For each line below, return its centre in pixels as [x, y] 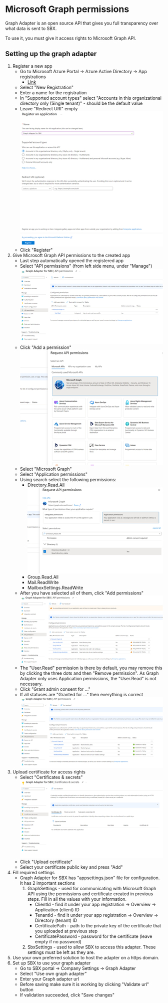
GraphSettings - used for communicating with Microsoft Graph [92, 889]
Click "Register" [36, 250]
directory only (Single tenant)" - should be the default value [81, 103]
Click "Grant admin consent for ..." [55, 689]
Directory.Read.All [46, 485]
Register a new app [32, 66]
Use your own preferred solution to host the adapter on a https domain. [86, 958]
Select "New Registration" [47, 87]
